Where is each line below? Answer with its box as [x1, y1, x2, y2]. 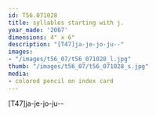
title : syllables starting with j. [8, 19, 125, 27]
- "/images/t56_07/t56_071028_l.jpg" [8, 56, 132, 63]
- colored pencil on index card [8, 77, 114, 85]
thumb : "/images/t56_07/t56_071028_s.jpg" [8, 63, 149, 71]
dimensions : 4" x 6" [8, 33, 76, 42]
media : [8, 70, 30, 78]
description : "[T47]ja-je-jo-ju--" [8, 41, 125, 49]
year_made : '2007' [8, 26, 68, 34]
